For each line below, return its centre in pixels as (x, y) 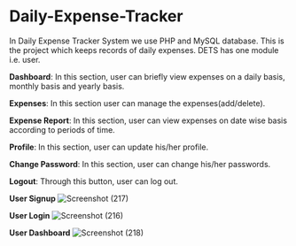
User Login (30, 215)
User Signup (32, 198)
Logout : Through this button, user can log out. (94, 181)
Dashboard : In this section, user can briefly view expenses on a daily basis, (147, 76)
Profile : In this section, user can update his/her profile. (109, 147)
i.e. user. (25, 59)
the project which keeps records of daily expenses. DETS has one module (144, 50)
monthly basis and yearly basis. (67, 86)
